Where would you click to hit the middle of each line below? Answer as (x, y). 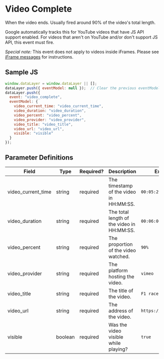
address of (121, 311)
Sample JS (21, 72)
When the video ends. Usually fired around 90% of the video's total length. (80, 22)
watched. (119, 256)
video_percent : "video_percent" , (48, 115)
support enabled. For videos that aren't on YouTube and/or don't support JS (81, 37)
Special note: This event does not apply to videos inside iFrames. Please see (82, 52)
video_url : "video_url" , (39, 129)
